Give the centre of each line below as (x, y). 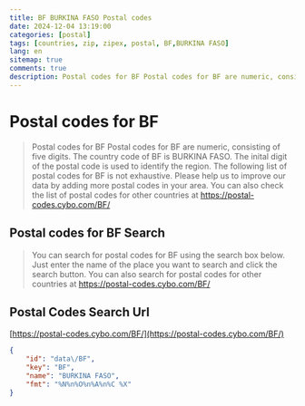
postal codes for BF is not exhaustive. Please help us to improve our (158, 175)
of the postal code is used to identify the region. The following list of (159, 166)
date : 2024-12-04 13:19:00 (60, 26)
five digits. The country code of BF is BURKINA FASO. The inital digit (159, 156)
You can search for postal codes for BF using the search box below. (158, 255)
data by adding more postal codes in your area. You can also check (157, 185)
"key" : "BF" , (50, 368)
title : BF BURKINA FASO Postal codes (81, 18)
